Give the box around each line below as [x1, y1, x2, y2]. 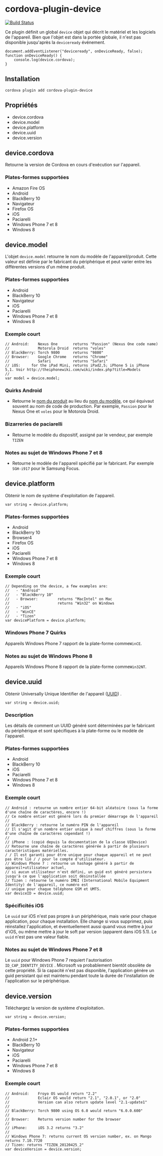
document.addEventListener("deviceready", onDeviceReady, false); [5, 49, 143, 54]
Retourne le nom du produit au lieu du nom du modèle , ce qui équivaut [12, 398, 154, 404]
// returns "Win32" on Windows [5, 601, 115, 606]
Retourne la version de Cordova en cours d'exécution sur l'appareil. [5, 162, 141, 168]
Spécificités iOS [5, 902, 44, 909]
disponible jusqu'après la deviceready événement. [5, 39, 106, 45]
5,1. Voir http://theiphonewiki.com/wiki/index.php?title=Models [5, 367, 141, 372]
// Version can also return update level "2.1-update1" [5, 1099, 147, 1105]
